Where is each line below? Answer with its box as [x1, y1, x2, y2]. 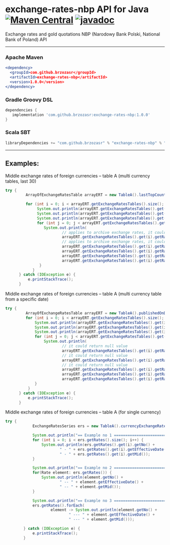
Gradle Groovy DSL [5, 96, 53, 103]
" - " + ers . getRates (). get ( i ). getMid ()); [59, 451, 151, 456]
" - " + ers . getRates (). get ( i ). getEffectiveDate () [59, 447, 168, 452]
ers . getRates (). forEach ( [32, 502, 85, 508]
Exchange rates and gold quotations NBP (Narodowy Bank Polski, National [5, 31, 160, 37]
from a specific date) [5, 296, 49, 302]
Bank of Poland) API [5, 36, 47, 43]
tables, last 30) [5, 178, 36, 184]
